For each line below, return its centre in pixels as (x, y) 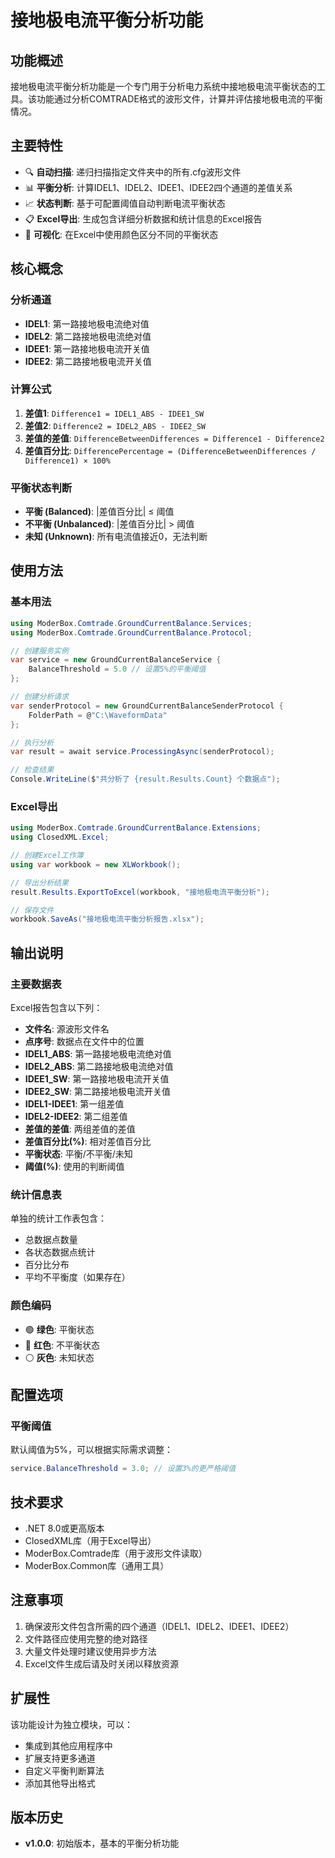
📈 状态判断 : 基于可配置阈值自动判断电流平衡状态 (125, 203)
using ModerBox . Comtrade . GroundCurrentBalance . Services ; (131, 623)
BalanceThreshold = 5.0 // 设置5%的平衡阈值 (117, 669)
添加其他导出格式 (60, 1783)
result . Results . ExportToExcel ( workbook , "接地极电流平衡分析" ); (140, 892)
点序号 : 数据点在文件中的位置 (84, 1042)
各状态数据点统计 (60, 1252)
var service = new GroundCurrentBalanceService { (116, 660)
